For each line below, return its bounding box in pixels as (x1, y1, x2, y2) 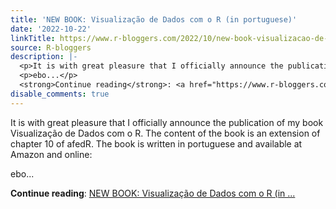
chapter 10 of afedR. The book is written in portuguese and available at (10, 137, 303, 150)
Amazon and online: (10, 148, 93, 160)
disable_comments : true (10, 89, 110, 99)
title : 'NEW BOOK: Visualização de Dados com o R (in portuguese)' (10, 14, 298, 25)
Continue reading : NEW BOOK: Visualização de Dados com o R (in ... (10, 187, 296, 199)
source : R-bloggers (10, 42, 92, 53)
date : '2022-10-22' (10, 24, 92, 34)
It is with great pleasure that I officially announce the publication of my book (10, 116, 324, 128)
